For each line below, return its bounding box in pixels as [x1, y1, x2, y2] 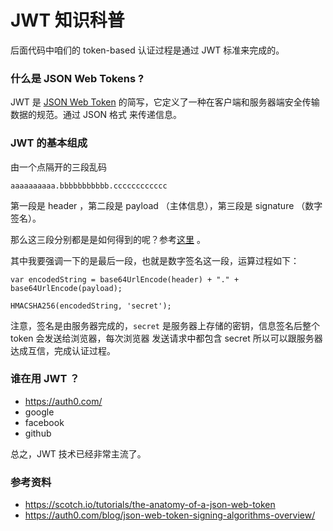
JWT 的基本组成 [10, 136, 88, 150]
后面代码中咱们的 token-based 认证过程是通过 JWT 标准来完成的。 [10, 44, 285, 56]
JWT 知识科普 [10, 9, 125, 32]
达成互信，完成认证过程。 [10, 344, 116, 356]
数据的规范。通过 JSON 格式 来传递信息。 [10, 109, 183, 121]
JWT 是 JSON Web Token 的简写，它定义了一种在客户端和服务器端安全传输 [10, 96, 320, 108]
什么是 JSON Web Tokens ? [10, 71, 145, 85]
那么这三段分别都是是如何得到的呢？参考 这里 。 [10, 233, 206, 245]
